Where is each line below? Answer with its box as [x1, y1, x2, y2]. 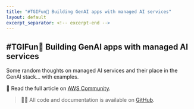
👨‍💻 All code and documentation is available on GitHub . [20, 96, 155, 104]
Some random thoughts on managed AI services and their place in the [6, 67, 178, 74]
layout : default [6, 14, 46, 20]
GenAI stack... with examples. [6, 73, 79, 80]
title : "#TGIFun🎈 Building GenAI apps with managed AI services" [6, 8, 171, 15]
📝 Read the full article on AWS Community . [6, 85, 111, 92]
